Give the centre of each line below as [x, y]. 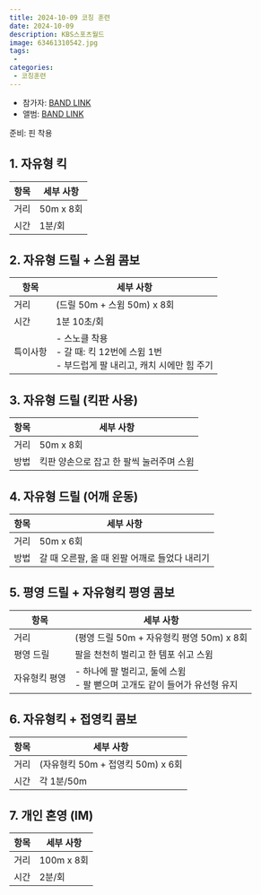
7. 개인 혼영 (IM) [52, 816]
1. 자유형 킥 [38, 164]
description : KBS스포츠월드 [57, 34]
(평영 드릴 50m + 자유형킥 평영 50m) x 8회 [161, 638]
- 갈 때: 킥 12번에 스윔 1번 [109, 352]
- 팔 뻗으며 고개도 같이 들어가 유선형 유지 [157, 684]
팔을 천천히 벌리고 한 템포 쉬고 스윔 [144, 654]
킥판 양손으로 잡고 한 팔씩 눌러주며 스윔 [117, 462]
